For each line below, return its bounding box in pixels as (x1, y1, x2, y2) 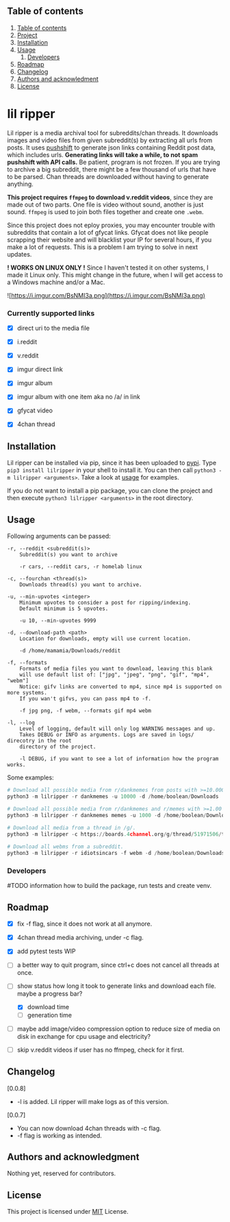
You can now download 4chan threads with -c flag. (16, 1124, 162, 1132)
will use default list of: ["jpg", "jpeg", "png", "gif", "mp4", (19, 672, 210, 679)
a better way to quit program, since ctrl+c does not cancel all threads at (16, 961, 220, 970)
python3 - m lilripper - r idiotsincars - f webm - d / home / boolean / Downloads (7, 850, 225, 857)
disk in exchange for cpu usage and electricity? (16, 1032, 151, 1040)
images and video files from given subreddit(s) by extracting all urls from (7, 136, 213, 144)
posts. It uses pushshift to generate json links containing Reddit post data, (7, 143, 216, 152)
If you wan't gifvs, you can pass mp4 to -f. (19, 696, 152, 703)
